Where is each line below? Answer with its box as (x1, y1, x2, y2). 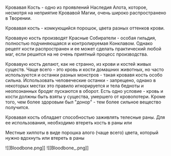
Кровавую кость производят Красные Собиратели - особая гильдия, (5, 35, 157, 41)
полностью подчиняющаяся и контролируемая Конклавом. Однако (5, 40, 153, 46)
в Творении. (5, 15, 32, 21)
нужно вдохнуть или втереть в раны (5, 135, 85, 141)
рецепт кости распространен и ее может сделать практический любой (5, 46, 162, 51)
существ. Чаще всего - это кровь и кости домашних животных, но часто (5, 66, 164, 72)
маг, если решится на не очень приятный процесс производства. (5, 51, 149, 57)
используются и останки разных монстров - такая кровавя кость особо (5, 72, 163, 78)
